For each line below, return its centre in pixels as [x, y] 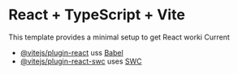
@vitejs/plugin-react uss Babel [71, 52]
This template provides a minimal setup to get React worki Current [119, 37]
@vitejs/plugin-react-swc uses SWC [81, 61]
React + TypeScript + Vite [97, 15]
